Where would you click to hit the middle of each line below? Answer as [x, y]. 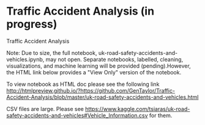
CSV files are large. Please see [45, 109]
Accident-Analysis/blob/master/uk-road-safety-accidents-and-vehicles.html [102, 97]
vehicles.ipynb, [25, 59]
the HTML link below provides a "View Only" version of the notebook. [94, 72]
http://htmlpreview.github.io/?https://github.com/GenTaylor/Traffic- [91, 90]
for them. [161, 115]
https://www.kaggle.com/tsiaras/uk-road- [137, 109]
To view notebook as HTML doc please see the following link [83, 84]
